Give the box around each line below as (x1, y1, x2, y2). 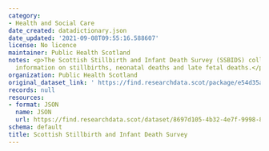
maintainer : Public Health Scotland (8, 49, 130, 57)
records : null (8, 85, 56, 94)
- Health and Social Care (8, 19, 94, 27)
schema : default (8, 123, 62, 131)
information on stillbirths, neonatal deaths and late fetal (15, 64, 224, 72)
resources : (8, 93, 45, 101)
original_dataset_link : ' (8, 78, 94, 86)
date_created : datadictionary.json (8, 26, 127, 34)
